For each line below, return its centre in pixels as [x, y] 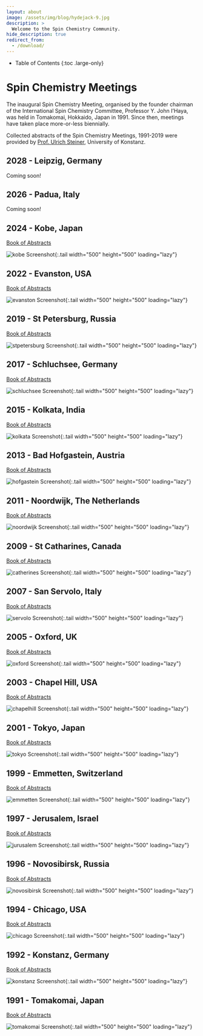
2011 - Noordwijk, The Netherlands [73, 501]
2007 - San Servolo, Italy [54, 592]
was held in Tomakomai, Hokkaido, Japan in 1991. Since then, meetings [95, 117]
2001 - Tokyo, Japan [46, 728]
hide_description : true [36, 35]
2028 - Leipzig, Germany [54, 161]
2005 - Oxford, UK [42, 637]
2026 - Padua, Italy [43, 195]
